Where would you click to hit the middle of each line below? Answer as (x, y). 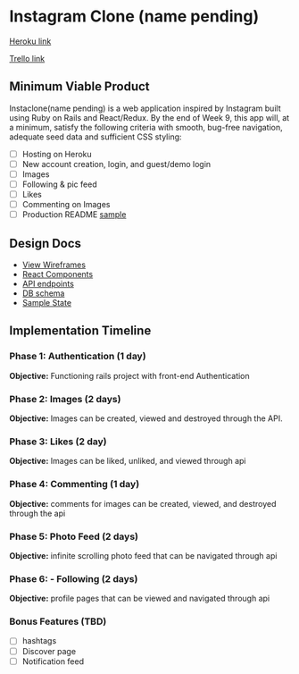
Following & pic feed (59, 184)
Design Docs (46, 243)
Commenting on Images (66, 205)
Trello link (27, 58)
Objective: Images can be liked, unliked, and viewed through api (128, 461)
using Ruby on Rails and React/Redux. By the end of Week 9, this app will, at (149, 117)
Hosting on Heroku (57, 154)
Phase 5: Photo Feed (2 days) (74, 536)
